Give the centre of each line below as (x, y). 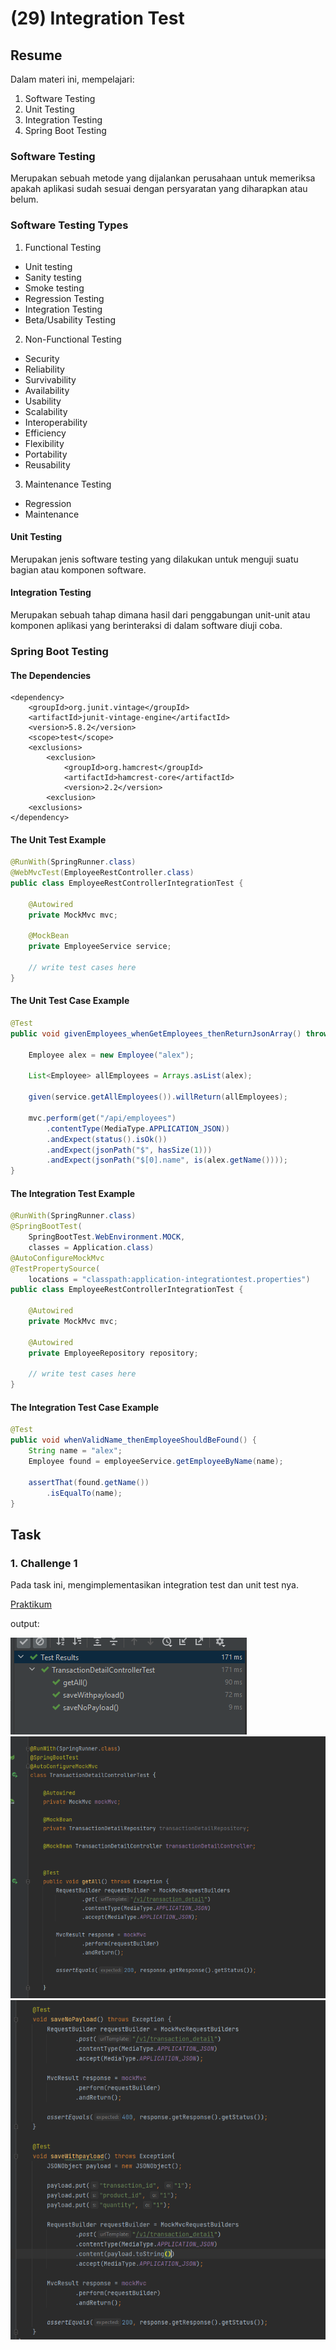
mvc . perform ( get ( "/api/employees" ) (102, 1118)
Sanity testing (53, 277)
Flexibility (44, 443)
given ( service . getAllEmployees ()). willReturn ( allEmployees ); (158, 1097)
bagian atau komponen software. (78, 569)
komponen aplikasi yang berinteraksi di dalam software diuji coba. (146, 625)
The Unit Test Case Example (70, 1001)
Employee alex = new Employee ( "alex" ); (111, 1055)
